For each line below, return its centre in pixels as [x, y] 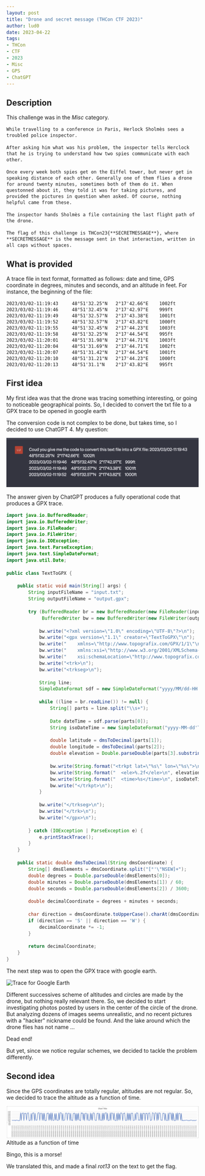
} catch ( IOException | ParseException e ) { [86, 831]
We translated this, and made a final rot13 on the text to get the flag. [92, 1166]
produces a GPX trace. [35, 503]
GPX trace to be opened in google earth [56, 411]
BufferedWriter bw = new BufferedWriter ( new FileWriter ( [116, 618]
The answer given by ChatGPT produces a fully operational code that [93, 497]
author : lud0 [23, 26]
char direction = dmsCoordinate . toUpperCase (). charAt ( [99, 914]
